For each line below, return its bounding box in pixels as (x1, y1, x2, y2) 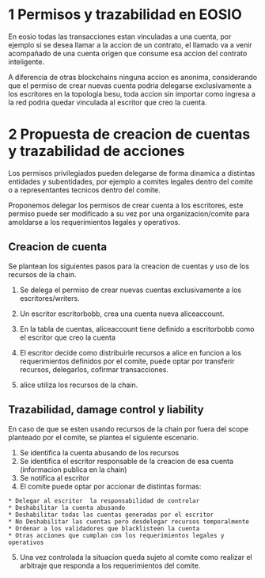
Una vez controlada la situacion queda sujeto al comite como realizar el (19, 552, 252, 561)
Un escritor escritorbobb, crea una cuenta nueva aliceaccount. (19, 309, 225, 318)
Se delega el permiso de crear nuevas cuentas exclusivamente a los (19, 285, 242, 295)
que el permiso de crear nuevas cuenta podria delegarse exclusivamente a (8, 81, 252, 90)
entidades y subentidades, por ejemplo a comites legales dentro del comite (8, 177, 253, 186)
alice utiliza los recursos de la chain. (19, 380, 138, 390)
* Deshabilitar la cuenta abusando (8, 504, 126, 511)
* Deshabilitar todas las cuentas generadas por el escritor (8, 511, 214, 519)
